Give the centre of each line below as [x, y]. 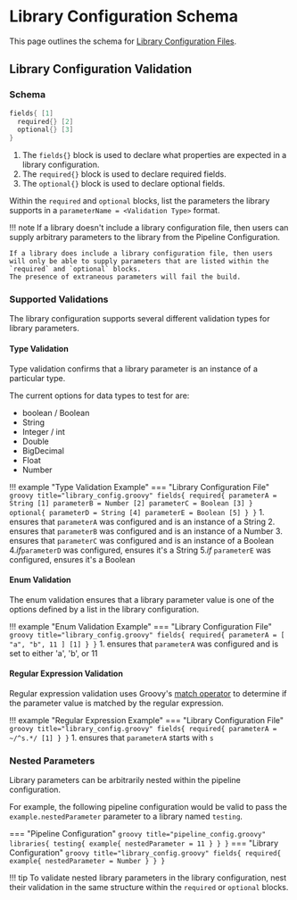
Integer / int [43, 431]
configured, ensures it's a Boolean [72, 559]
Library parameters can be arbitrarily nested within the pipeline [125, 780]
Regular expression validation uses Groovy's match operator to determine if [148, 694]
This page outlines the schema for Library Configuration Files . [123, 41]
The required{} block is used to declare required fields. [124, 174]
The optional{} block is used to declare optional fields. [124, 184]
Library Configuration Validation [101, 69]
